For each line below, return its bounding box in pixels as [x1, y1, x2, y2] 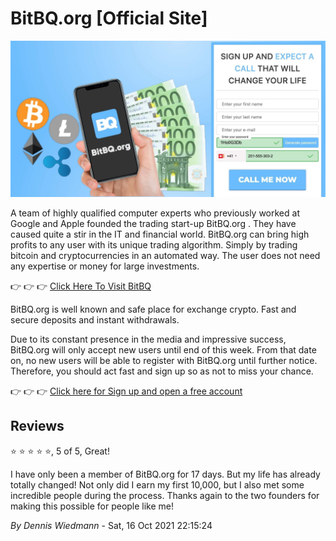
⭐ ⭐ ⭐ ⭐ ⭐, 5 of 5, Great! [10, 445, 110, 457]
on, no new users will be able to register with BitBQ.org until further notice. [10, 354, 318, 366]
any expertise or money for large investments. [10, 260, 200, 272]
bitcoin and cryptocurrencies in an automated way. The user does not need [10, 249, 321, 261]
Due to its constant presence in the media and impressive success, [10, 333, 287, 345]
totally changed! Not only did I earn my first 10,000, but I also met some [10, 478, 305, 491]
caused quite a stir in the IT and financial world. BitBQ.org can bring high [10, 228, 310, 240]
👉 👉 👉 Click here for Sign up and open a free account [10, 385, 243, 397]
